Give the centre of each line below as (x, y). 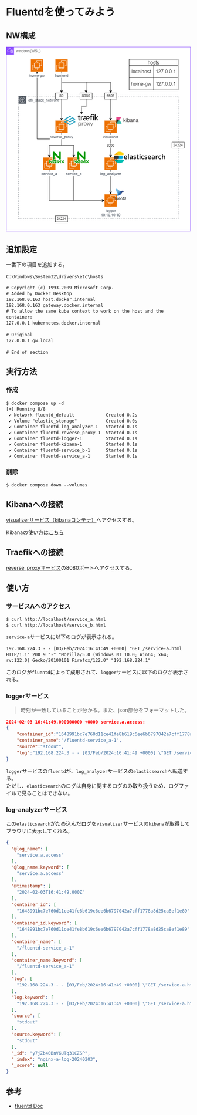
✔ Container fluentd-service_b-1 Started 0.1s (73, 450)
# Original (19, 334)
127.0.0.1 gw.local (30, 340)
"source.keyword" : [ (36, 1035)
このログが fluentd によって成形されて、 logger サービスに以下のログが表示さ (97, 672)
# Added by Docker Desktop (39, 293)
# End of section (27, 352)
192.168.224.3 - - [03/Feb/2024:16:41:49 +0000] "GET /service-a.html (94, 649)
